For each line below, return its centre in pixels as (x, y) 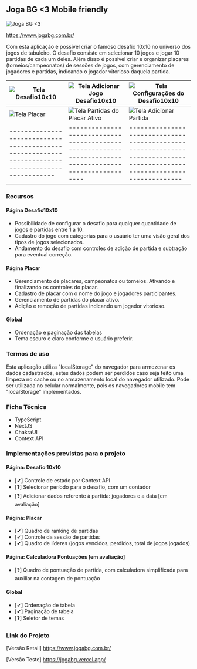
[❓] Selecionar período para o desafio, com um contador (83, 487)
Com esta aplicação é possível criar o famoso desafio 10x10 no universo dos (98, 46)
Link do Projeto (28, 635)
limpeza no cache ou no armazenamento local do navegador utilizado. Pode (98, 379)
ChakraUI (26, 432)
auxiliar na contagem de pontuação (57, 579)
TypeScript (28, 420)
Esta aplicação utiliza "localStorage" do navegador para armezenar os (91, 367)
